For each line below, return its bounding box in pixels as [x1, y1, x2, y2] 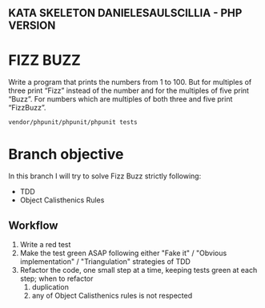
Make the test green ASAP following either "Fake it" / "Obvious [19, 248, 227, 258]
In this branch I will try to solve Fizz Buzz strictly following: [8, 171, 202, 181]
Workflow [8, 218, 58, 232]
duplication [31, 282, 70, 292]
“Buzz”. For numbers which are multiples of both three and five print [8, 94, 233, 104]
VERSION [8, 19, 56, 33]
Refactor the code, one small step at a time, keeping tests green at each [19, 266, 258, 275]
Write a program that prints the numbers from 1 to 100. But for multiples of [8, 78, 252, 87]
